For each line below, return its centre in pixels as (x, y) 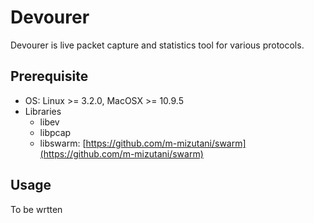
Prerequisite (49, 76)
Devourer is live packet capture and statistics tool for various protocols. (157, 45)
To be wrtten (36, 209)
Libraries (43, 111)
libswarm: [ (63, 143)
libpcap (55, 132)
